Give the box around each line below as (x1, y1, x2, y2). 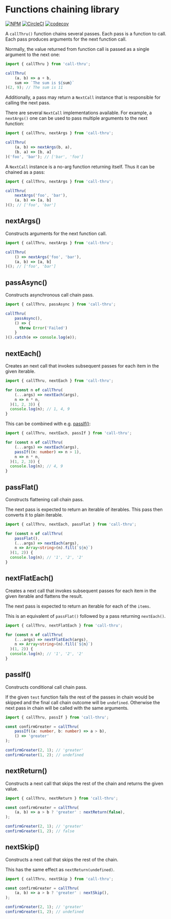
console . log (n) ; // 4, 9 (10, 464, 63, 469)
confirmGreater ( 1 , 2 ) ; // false (5, 829, 74, 834)
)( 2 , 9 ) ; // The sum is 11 (5, 85, 63, 90)
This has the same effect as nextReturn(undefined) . (5, 866, 115, 872)
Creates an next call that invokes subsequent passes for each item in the (5, 363, 159, 369)
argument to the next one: (5, 51, 61, 58)
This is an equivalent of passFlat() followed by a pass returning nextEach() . (5, 613, 166, 619)
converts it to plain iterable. (5, 511, 63, 518)
